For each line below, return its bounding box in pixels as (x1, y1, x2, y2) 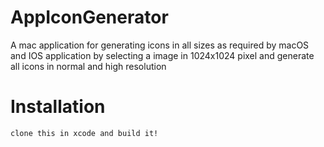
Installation (10, 96, 106, 118)
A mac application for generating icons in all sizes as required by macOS (10, 39, 310, 51)
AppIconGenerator (10, 6, 169, 29)
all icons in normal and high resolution (10, 60, 167, 72)
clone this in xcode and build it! (10, 128, 159, 138)
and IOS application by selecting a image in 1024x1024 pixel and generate (10, 49, 315, 61)
